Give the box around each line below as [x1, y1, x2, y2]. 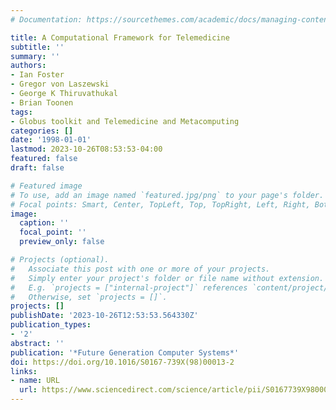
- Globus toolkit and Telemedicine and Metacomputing [10, 116, 240, 126]
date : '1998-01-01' [10, 135, 92, 145]
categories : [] [10, 126, 74, 136]
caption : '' [19, 218, 70, 228]
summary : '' [10, 51, 60, 61]
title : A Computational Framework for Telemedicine [10, 32, 230, 43]
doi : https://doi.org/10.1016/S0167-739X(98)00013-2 [10, 357, 235, 367]
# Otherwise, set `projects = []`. [10, 292, 168, 302]
